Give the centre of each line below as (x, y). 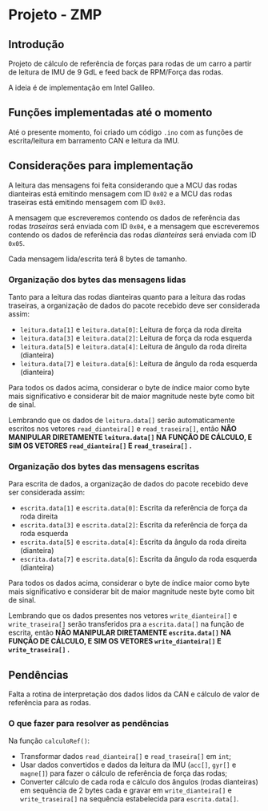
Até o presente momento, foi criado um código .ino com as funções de (126, 132)
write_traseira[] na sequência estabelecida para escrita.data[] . (129, 799)
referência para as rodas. (50, 703)
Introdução (36, 44)
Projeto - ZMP (55, 15)
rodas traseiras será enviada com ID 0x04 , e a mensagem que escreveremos (134, 226)
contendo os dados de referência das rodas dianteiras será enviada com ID (132, 235)
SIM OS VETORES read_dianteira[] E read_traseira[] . (100, 446)
